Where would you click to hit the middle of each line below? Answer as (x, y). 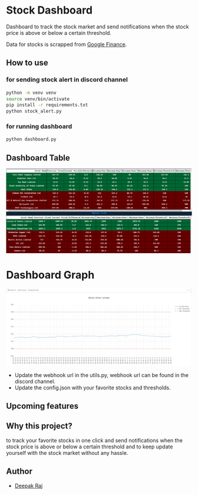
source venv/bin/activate (38, 99)
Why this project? (39, 426)
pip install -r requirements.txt (47, 105)
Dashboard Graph (50, 275)
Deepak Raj (29, 486)
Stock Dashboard (49, 10)
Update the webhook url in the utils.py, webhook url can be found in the (102, 375)
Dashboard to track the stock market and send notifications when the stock (98, 27)
